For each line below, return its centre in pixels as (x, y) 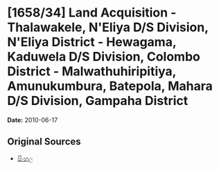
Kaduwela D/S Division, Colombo (104, 57)
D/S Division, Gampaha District (98, 101)
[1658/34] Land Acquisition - (92, 13)
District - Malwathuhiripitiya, (92, 72)
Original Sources (44, 142)
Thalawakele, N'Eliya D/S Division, (108, 27)
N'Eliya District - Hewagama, (92, 42)
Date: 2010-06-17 (33, 120)
